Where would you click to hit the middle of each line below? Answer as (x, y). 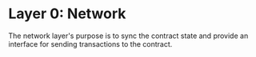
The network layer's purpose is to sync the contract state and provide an (128, 36)
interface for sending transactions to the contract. (90, 44)
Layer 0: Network (67, 14)
